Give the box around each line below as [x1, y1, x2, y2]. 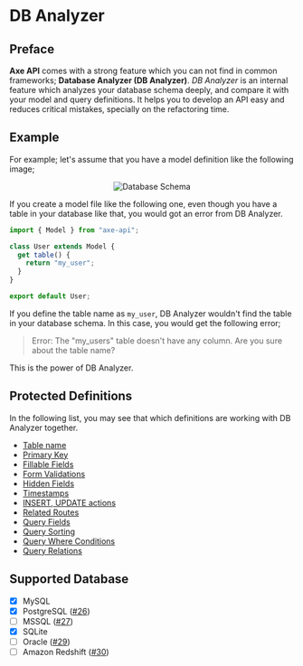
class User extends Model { [9, 241, 116, 251]
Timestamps [22, 487, 70, 498]
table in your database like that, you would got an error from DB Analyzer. [9, 208, 283, 219]
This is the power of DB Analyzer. [9, 362, 134, 373]
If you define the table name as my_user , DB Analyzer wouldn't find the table [9, 308, 292, 319]
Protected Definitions [9, 389, 133, 404]
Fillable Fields [22, 458, 74, 470]
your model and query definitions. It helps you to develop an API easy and [9, 94, 285, 105]
